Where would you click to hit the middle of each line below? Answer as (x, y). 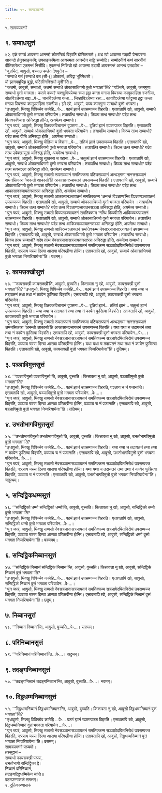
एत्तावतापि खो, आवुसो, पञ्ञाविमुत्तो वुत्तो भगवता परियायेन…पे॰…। (54, 393)
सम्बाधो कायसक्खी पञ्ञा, (24, 758)
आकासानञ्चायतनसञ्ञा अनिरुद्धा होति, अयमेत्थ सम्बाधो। (48, 191)
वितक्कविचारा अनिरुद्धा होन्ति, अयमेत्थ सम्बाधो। (41, 120)
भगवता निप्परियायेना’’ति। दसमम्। (31, 741)
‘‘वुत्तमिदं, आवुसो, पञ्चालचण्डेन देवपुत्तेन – (36, 71)
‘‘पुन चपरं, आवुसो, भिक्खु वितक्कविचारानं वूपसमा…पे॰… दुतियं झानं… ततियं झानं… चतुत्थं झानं (76, 305)
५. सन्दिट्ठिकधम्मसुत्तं (28, 496)
